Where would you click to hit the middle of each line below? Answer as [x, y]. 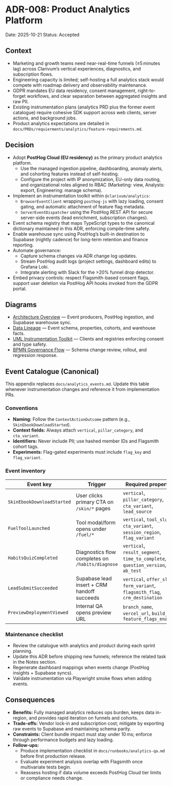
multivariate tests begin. [46, 767]
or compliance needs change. [52, 778]
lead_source [137, 511]
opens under [91, 529]
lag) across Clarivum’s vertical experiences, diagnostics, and [77, 68]
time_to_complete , [144, 558]
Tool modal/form [96, 522]
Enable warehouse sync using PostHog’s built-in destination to [79, 234]
